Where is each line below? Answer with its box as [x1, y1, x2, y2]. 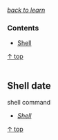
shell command [7, 98, 51, 107]
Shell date [7, 80, 52, 91]
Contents [7, 23, 39, 33]
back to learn [7, 6, 46, 14]
